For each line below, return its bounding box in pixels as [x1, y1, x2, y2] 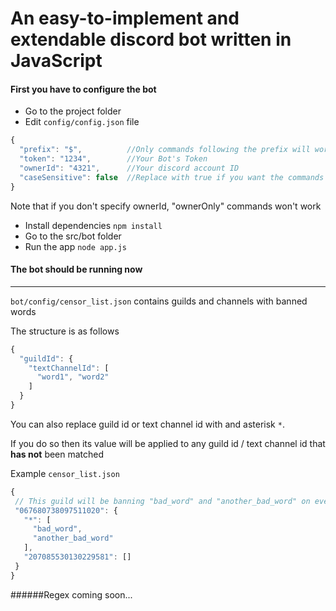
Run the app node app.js [24, 240, 127, 252]
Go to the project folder [24, 105, 122, 117]
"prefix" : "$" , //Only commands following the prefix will [19, 145, 311, 155]
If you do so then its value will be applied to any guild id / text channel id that [10, 437, 326, 449]
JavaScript [10, 50, 103, 72]
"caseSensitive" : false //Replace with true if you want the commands [19, 172, 325, 182]
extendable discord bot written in [10, 28, 292, 51]
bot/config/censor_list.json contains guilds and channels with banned [10, 295, 308, 307]
